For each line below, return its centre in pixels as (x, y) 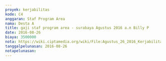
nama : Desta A (20, 23)
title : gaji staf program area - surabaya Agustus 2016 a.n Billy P (77, 28)
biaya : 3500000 (21, 37)
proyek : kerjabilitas (27, 10)
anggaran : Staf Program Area (35, 19)
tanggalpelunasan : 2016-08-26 (36, 46)
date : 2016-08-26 (23, 32)
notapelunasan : (21, 51)
